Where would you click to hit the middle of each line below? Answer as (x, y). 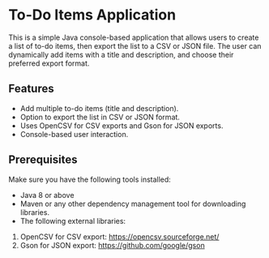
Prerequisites (43, 160)
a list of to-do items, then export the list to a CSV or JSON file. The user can (135, 45)
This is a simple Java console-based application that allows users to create (134, 37)
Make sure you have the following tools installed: (90, 179)
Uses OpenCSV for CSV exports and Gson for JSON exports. (122, 125)
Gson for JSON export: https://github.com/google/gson (112, 245)
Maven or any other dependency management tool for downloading (133, 204)
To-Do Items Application (92, 15)
